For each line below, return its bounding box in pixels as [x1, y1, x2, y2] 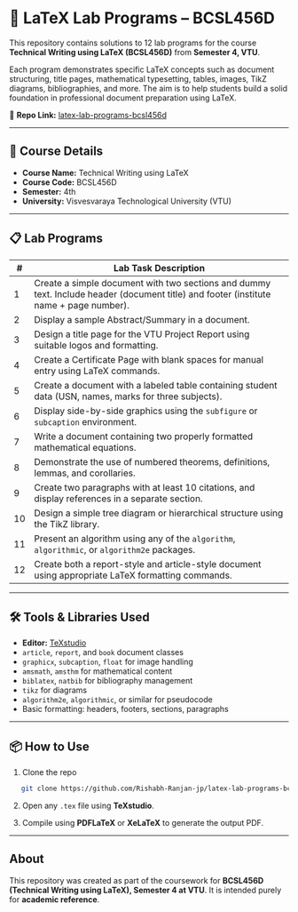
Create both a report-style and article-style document [34, 557, 262, 570]
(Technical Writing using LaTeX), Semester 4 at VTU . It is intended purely [9, 884, 282, 895]
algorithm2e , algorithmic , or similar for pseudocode [21, 694, 213, 705]
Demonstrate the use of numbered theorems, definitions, [34, 455, 271, 468]
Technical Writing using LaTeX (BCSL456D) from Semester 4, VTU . [9, 46, 261, 57]
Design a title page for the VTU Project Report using [34, 328, 250, 340]
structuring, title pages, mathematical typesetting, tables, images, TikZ [9, 73, 268, 84]
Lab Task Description [114, 261, 206, 274]
